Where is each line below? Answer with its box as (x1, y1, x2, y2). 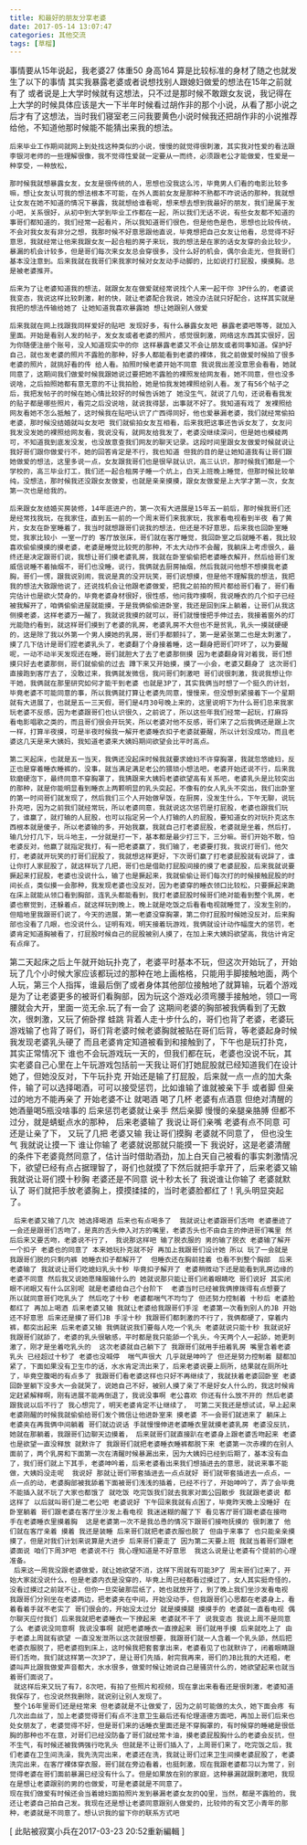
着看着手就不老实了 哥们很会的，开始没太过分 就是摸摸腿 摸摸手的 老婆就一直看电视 (9, 1605, 285, 1614)
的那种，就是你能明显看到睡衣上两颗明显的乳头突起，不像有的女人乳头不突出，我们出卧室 (9, 784, 295, 793)
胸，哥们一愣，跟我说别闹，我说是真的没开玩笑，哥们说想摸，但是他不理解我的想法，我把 (9, 572, 295, 581)
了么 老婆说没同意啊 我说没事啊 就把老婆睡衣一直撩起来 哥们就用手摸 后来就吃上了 (9, 1624, 281, 1634)
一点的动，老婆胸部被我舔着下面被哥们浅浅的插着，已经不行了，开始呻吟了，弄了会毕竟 (16, 1479, 295, 1488)
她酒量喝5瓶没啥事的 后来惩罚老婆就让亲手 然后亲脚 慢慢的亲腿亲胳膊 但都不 (9, 1105, 296, 1116)
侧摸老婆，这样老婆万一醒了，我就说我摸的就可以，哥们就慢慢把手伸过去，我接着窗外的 (9, 611, 289, 620)
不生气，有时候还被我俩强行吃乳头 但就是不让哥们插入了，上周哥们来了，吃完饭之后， (9, 1741, 286, 1750)
